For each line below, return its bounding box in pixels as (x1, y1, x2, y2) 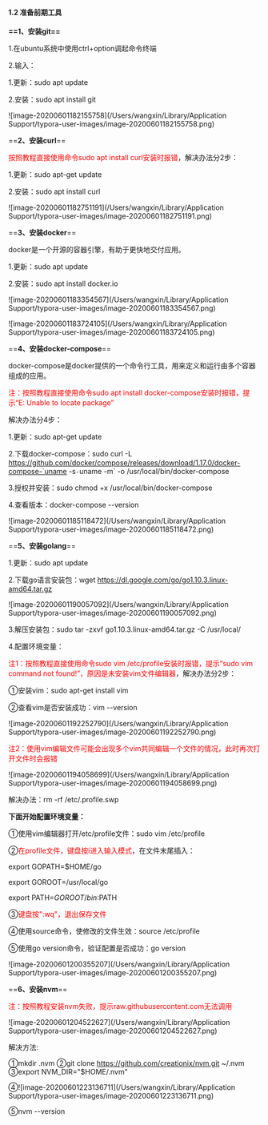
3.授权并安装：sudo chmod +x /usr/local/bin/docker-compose (8, 483, 213, 492)
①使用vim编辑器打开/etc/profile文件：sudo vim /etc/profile (8, 829, 206, 838)
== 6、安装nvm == (8, 985, 68, 994)
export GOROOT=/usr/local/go (8, 878, 109, 887)
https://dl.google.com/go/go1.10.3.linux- (97, 575, 229, 585)
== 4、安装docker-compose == (8, 344, 112, 354)
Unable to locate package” (26, 398, 114, 408)
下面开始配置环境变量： (8, 812, 86, 822)
